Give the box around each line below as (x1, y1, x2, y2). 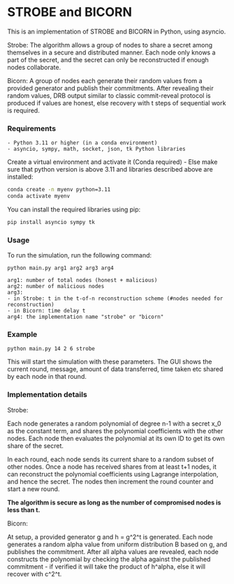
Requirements (7, 123, 57, 133)
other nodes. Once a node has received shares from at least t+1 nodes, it (7, 462, 217, 471)
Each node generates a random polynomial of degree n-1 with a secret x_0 (7, 419, 221, 428)
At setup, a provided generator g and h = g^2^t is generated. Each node (7, 532, 213, 541)
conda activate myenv (7, 193, 71, 200)
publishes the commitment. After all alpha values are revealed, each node (7, 547, 219, 555)
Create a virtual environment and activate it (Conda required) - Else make (7, 158, 218, 166)
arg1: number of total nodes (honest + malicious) (7, 277, 158, 284)
